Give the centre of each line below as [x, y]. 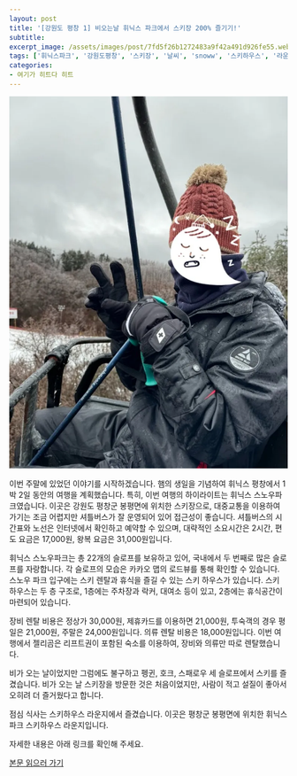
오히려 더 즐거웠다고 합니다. [57, 695]
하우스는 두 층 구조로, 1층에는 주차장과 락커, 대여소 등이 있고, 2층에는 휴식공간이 [146, 591]
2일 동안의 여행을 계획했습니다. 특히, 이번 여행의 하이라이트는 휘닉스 [135, 495]
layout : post [33, 19]
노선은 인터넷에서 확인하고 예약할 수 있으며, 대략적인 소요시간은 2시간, [153, 528]
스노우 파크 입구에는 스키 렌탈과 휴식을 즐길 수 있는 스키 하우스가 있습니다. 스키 [145, 580]
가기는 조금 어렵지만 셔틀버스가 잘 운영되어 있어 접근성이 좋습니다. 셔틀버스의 [141, 517]
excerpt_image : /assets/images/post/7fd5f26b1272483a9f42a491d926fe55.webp [152, 47]
